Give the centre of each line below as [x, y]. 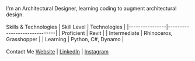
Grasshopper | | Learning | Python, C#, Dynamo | [65, 39]
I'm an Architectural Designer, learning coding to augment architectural [91, 8]
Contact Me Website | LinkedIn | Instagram [58, 51]
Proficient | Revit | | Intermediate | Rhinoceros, [117, 33]
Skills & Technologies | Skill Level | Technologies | [66, 27]
